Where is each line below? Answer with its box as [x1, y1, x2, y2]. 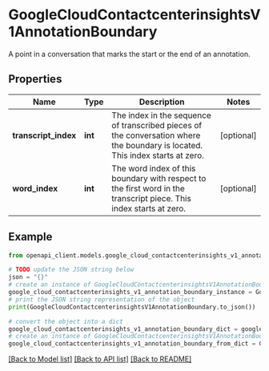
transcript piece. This [111, 192, 192, 204]
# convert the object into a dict [8, 317, 124, 325]
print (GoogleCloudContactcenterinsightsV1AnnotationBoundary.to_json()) [8, 303, 256, 311]
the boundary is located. [111, 139, 203, 151]
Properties [8, 72, 62, 86]
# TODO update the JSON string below [8, 266, 134, 274]
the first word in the [111, 183, 186, 194]
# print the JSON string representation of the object [8, 295, 195, 304]
